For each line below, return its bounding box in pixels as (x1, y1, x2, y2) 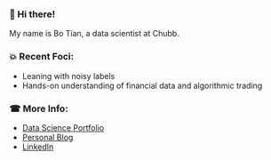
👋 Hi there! (9, 8, 56, 20)
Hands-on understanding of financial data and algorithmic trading (21, 80, 263, 91)
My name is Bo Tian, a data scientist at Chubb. (9, 28, 179, 39)
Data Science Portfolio (21, 122, 105, 132)
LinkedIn (21, 141, 54, 152)
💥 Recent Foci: (9, 51, 75, 63)
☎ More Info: (9, 102, 68, 115)
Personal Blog (21, 132, 74, 142)
